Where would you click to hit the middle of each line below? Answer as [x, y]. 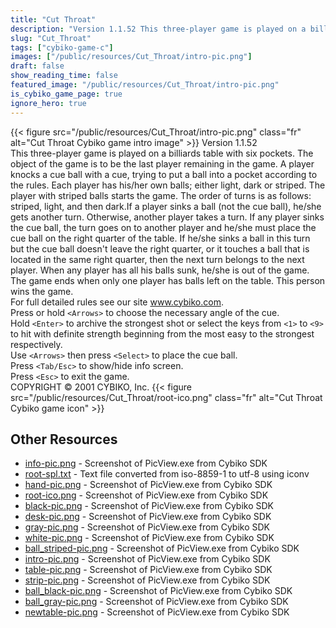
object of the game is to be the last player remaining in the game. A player [162, 163]
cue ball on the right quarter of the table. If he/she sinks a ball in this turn [160, 238]
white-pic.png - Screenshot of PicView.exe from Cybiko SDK [149, 538]
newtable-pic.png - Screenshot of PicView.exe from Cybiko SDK [157, 612]
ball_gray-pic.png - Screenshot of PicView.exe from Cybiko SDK [156, 602]
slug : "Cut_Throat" [51, 38]
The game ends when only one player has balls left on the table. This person [168, 280]
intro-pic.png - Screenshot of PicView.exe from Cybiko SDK [147, 559]
